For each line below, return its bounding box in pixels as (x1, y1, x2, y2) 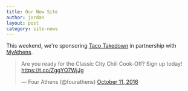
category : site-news (6, 25, 59, 32)
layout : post (6, 20, 39, 26)
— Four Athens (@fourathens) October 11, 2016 (21, 78, 138, 86)
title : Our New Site (6, 8, 59, 15)
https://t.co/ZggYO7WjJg (21, 67, 84, 74)
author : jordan (6, 14, 45, 20)
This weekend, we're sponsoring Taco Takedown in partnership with (6, 42, 177, 49)
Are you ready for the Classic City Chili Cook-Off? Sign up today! (21, 60, 183, 67)
